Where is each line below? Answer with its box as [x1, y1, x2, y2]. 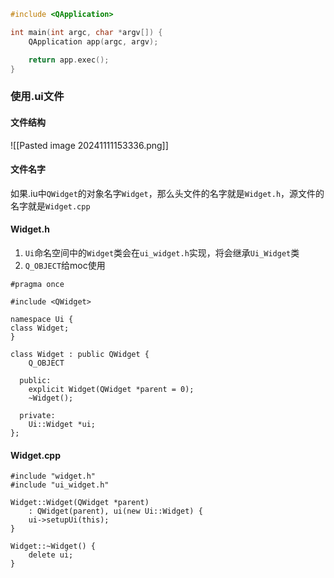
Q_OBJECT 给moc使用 [24, 259, 106, 271]
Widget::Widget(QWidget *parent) [10, 498, 150, 508]
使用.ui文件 [10, 90, 65, 104]
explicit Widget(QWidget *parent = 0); [28, 384, 195, 394]
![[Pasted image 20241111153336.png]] [10, 139, 169, 151]
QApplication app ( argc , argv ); [28, 36, 159, 47]
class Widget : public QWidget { [10, 349, 150, 359]
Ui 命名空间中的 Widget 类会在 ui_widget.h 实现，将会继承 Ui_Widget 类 [24, 246, 300, 259]
